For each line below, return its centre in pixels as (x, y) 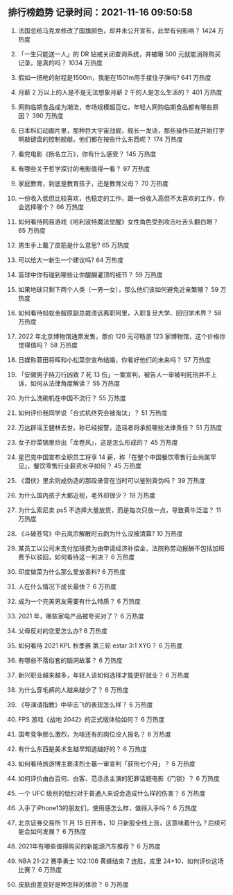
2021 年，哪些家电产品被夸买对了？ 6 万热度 (81, 616)
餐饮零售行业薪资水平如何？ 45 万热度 (87, 466)
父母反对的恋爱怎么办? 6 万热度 (63, 630)
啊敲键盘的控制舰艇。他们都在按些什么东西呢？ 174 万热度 (100, 139)
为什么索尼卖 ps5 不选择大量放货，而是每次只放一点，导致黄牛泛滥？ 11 (119, 510)
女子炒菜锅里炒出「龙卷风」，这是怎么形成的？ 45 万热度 (98, 442)
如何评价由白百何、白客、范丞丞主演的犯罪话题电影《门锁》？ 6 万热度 (119, 778)
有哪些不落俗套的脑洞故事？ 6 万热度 (70, 660)
